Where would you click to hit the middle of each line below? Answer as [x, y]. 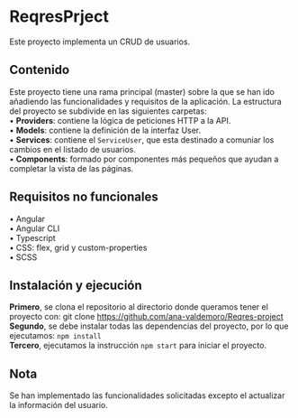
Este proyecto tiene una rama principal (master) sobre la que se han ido [142, 91]
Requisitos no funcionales [84, 197]
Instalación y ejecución [76, 285]
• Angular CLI [35, 228]
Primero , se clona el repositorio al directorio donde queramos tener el [139, 307]
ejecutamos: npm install [55, 336]
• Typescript [32, 237]
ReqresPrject [59, 17]
